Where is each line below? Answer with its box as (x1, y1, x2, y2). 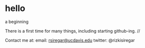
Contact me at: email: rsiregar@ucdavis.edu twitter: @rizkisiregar (5, 37, 135, 43)
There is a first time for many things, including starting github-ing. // (5, 28, 140, 34)
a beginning (5, 19, 29, 24)
